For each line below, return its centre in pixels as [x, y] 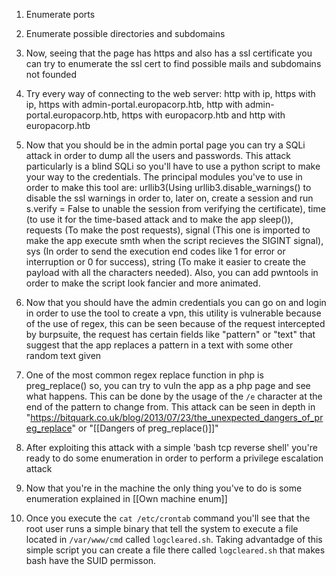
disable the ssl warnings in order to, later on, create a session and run [169, 198]
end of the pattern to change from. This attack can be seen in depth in [170, 407]
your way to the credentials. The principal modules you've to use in [164, 177]
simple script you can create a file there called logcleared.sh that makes [175, 550]
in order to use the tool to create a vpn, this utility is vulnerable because [173, 313]
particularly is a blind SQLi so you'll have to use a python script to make [173, 166]
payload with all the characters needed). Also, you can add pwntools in [172, 272]
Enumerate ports [60, 14]
